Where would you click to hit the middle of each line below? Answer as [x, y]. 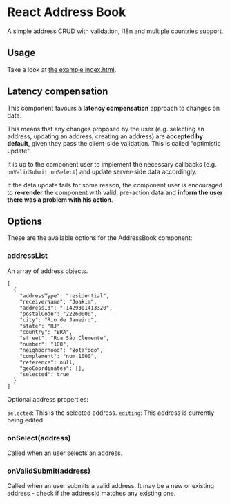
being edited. [26, 420]
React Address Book [67, 12]
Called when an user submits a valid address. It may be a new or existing [111, 486]
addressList [28, 256]
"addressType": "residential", [65, 296]
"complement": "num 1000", [58, 356]
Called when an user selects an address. [65, 453]
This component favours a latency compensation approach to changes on [114, 108]
